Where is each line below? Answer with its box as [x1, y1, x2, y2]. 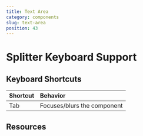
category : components [6, 14, 59, 20]
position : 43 [6, 25, 38, 31]
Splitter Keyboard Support [6, 51, 137, 64]
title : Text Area [6, 8, 49, 15]
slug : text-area [6, 20, 46, 25]
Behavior [40, 92, 66, 100]
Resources [6, 122, 46, 132]
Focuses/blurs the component [40, 102, 123, 110]
